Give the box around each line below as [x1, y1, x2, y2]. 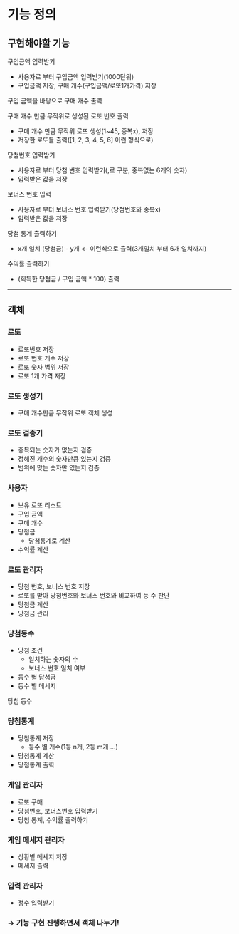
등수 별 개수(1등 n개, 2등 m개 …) [28, 742, 119, 752]
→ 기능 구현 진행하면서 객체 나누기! [7, 918, 119, 928]
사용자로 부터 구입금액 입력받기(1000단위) [17, 73, 134, 81]
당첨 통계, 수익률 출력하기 [17, 815, 89, 824]
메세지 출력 [17, 861, 49, 870]
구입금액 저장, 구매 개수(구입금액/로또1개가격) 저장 [17, 81, 157, 90]
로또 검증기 [7, 428, 43, 438]
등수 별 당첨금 [17, 673, 56, 681]
